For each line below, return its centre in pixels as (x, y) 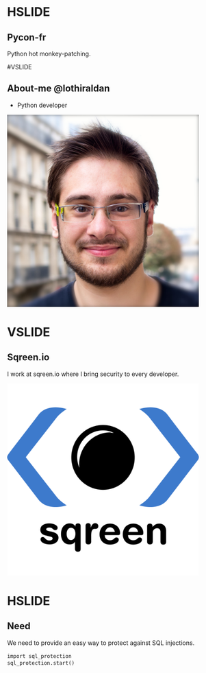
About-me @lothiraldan (59, 89)
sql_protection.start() (41, 663)
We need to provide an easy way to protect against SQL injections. (101, 643)
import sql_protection (39, 656)
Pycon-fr (27, 37)
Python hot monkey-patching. (49, 54)
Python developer (42, 105)
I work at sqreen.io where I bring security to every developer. (93, 374)
